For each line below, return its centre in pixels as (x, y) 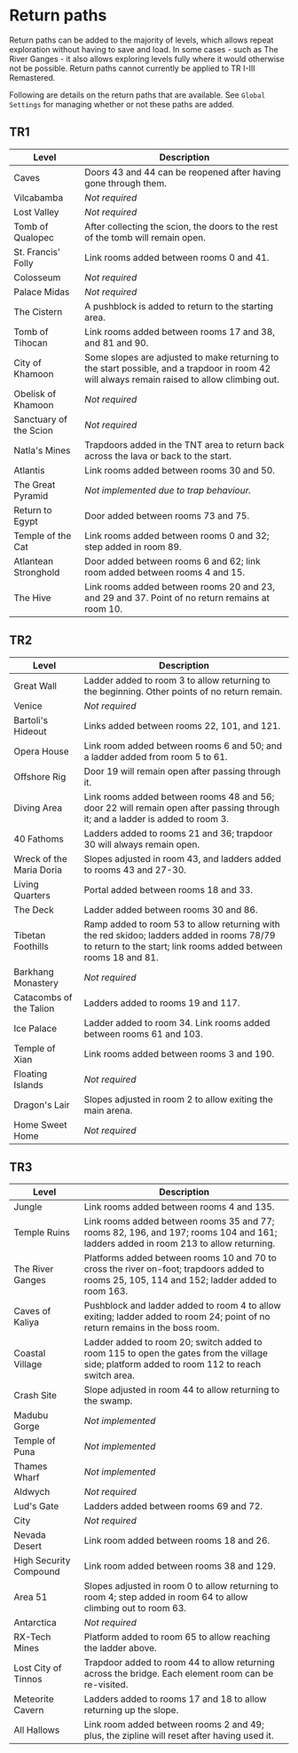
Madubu (31, 1415)
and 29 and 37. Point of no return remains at (177, 598)
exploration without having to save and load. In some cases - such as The (144, 49)
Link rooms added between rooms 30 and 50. (180, 470)
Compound (37, 1572)
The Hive (32, 598)
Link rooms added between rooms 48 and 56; (179, 796)
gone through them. (125, 183)
